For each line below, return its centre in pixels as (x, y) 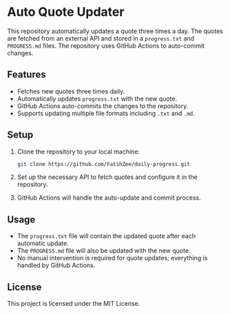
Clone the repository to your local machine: (78, 151)
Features (27, 75)
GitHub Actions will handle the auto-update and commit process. (109, 198)
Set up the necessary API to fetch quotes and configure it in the (107, 177)
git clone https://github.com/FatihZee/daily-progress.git (104, 164)
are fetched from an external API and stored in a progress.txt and (101, 38)
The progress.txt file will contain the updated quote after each (106, 236)
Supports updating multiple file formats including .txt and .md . (106, 113)
